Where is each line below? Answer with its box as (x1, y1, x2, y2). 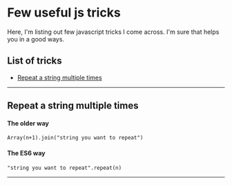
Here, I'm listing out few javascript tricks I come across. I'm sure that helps (7, 28, 220, 36)
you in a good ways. (7, 35, 64, 43)
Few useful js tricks (7, 5, 121, 21)
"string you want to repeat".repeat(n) (7, 164, 122, 171)
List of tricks (7, 55, 62, 67)
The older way (7, 119, 50, 127)
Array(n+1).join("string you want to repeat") (7, 135, 144, 142)
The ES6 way (7, 148, 46, 157)
